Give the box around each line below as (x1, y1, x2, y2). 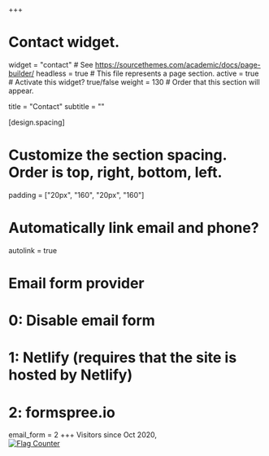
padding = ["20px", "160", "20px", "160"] (8, 190, 145, 199)
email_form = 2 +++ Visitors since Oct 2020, (8, 430, 157, 440)
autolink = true (8, 245, 58, 255)
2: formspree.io (8, 403, 116, 422)
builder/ (8, 68, 35, 78)
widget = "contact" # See (8, 59, 93, 69)
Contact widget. (8, 33, 120, 51)
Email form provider (8, 274, 145, 292)
